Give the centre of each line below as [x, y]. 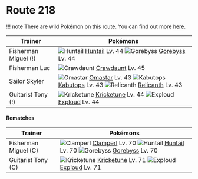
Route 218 [31, 10]
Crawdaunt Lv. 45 [121, 68]
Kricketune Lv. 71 [121, 160]
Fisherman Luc [30, 68]
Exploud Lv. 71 [80, 167]
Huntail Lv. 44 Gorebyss [135, 51]
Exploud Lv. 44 [79, 102]
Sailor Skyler [27, 81]
